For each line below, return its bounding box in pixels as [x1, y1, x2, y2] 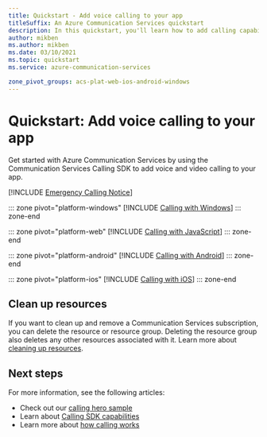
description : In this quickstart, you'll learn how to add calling [8, 26, 237, 34]
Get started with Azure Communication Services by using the [8, 155, 209, 164]
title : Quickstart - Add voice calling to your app [8, 11, 183, 20]
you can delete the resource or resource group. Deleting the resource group [8, 327, 257, 336]
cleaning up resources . [8, 343, 83, 354]
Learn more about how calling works [19, 420, 140, 430]
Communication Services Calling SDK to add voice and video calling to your [8, 164, 256, 173]
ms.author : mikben [8, 41, 69, 49]
